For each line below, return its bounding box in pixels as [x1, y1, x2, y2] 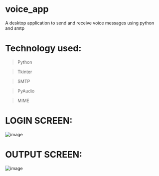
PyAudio [17, 88, 35, 94]
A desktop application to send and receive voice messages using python [5, 20, 155, 26]
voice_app [5, 3, 49, 15]
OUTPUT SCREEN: [5, 149, 82, 160]
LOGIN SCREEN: [5, 115, 73, 126]
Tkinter [17, 69, 32, 75]
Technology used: [5, 43, 82, 54]
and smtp [5, 25, 25, 31]
